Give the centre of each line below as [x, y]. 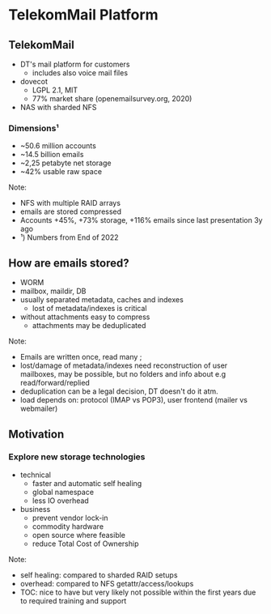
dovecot [34, 81]
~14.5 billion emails [52, 155]
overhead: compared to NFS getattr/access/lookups [107, 583]
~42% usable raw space [61, 172]
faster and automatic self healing [87, 483]
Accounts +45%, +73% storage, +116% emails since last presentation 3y [141, 220]
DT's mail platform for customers [75, 64]
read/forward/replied [55, 383]
